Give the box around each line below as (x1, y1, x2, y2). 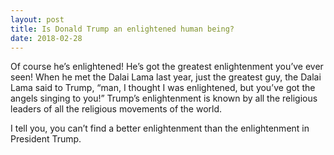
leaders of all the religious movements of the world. (10, 103, 223, 115)
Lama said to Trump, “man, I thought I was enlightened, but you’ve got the (10, 82, 316, 94)
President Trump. (10, 133, 82, 145)
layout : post (10, 14, 65, 25)
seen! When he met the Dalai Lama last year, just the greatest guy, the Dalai (10, 71, 322, 83)
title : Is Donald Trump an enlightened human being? (10, 24, 235, 34)
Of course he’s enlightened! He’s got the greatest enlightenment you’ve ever (10, 61, 324, 73)
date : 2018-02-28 (10, 33, 83, 43)
